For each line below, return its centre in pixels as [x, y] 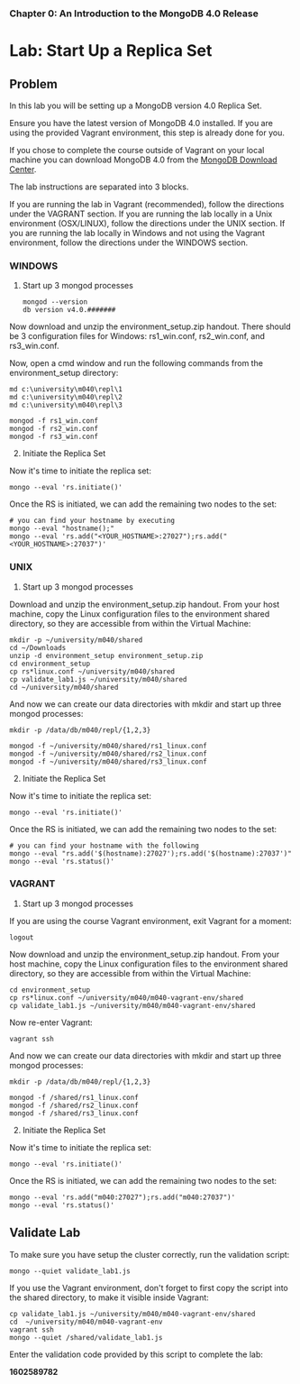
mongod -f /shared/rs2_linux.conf [74, 1105]
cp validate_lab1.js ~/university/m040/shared [98, 679]
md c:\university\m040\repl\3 [66, 405]
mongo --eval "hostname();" [62, 529]
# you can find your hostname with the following [105, 846]
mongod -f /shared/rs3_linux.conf [74, 1113]
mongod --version [55, 302]
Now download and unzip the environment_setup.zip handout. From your [145, 954]
